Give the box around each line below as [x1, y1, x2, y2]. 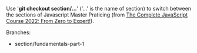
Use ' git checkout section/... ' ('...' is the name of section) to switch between [6, 5, 192, 12]
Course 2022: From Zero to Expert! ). [6, 18, 94, 24]
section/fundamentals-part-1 [14, 41, 85, 47]
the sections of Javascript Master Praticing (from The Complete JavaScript [6, 11, 188, 18]
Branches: [6, 29, 31, 36]
